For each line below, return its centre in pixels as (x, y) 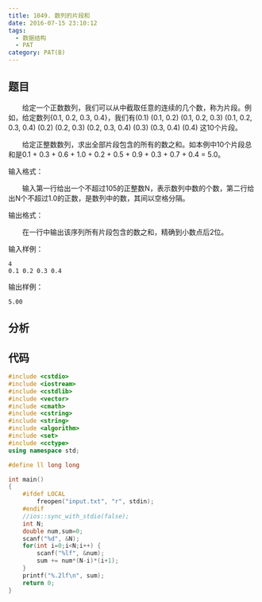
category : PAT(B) (37, 53)
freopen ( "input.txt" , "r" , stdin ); (96, 502)
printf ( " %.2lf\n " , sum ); (64, 575)
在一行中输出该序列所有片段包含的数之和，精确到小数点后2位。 (125, 232)
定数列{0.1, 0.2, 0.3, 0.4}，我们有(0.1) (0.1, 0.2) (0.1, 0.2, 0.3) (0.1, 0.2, (141, 117)
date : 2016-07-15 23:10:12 (53, 23)
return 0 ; (39, 583)
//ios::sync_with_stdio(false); (76, 516)
